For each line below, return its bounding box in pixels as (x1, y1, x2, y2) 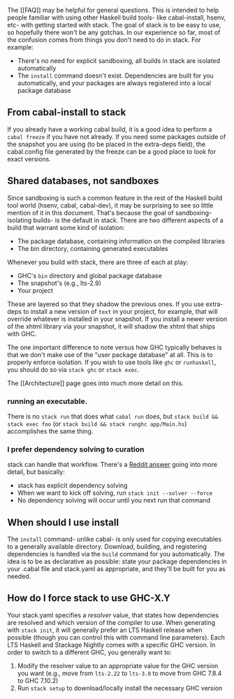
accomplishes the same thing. (7, 426, 94, 435)
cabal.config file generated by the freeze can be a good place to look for (7, 147, 217, 156)
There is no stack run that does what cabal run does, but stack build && (7, 412, 219, 420)
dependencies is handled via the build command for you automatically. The (7, 550, 225, 559)
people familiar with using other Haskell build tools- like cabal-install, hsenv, (7, 13, 226, 22)
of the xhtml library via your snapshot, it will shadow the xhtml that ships (7, 322, 216, 331)
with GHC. (7, 329, 37, 338)
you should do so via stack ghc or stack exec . (7, 365, 140, 373)
